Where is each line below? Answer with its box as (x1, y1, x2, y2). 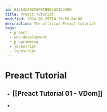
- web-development (9, 35, 48, 40)
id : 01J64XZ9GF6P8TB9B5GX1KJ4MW (5, 7, 71, 12)
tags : (5, 26, 16, 31)
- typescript (9, 48, 36, 53)
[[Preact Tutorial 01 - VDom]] (12, 89, 103, 98)
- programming (9, 39, 38, 44)
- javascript (9, 44, 36, 49)
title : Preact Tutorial (5, 12, 54, 17)
